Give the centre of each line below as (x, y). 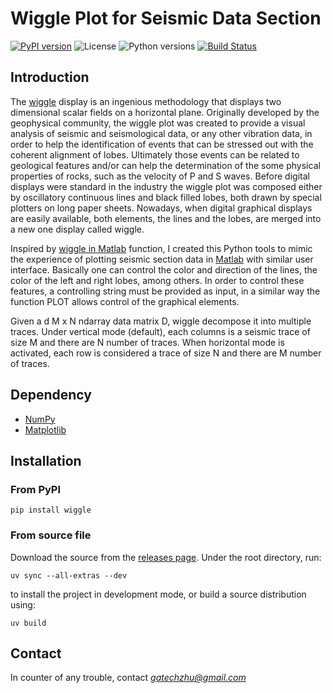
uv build (28, 623)
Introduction (50, 77)
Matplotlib (45, 429)
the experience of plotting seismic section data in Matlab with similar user (162, 259)
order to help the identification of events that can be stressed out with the (162, 144)
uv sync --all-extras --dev (69, 575)
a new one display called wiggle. (77, 229)
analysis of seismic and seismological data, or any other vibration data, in (161, 133)
